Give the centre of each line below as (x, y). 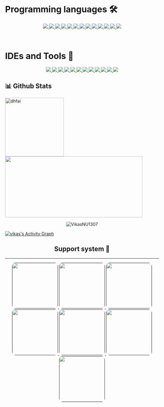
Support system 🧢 (82, 249)
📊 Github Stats (29, 86)
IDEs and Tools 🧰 (40, 56)
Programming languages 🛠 (61, 10)
